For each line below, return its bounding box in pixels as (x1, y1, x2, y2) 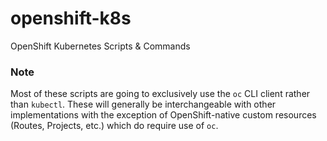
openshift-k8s (10, 7, 132, 30)
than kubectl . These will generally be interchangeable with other (10, 98, 277, 111)
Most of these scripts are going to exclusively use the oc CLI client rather (10, 88, 311, 100)
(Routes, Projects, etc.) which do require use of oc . (10, 120, 219, 132)
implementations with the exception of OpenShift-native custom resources (10, 109, 317, 121)
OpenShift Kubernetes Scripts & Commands (10, 40, 191, 52)
